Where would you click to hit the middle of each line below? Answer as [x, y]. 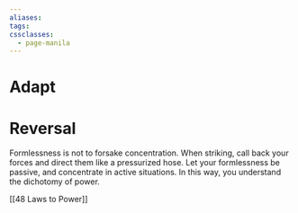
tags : [19, 26]
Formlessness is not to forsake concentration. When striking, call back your [149, 153]
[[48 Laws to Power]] [49, 200]
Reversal [43, 128]
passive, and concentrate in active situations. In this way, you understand [145, 173]
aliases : [26, 18]
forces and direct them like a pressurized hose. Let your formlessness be [145, 163]
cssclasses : [32, 34]
